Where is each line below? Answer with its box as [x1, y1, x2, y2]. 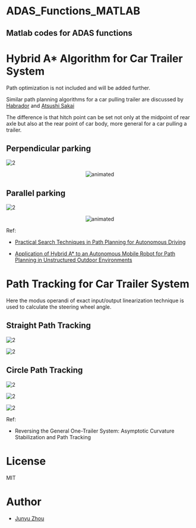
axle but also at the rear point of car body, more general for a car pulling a [6, 120, 187, 127]
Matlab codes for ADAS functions [6, 28, 132, 38]
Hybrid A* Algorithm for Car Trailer [6, 52, 183, 65]
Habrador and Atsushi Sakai [6, 102, 75, 109]
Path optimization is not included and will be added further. [6, 84, 150, 91]
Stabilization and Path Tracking [14, 433, 91, 440]
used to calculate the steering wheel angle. [6, 303, 112, 310]
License [6, 454, 46, 468]
